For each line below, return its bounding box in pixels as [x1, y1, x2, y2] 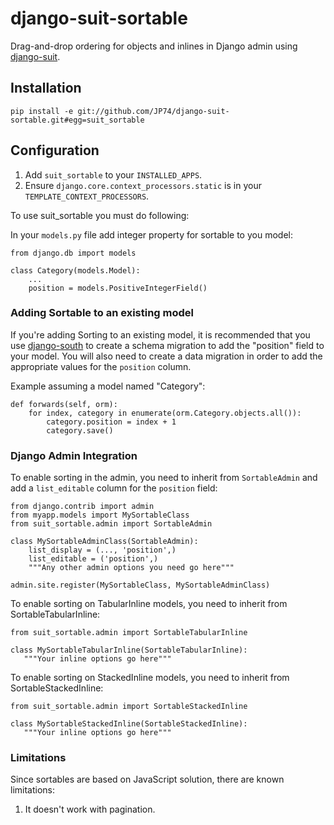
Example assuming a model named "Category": [10, 380, 206, 392]
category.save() [46, 425, 114, 436]
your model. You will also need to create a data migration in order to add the [10, 350, 323, 362]
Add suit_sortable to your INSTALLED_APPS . [24, 168, 203, 181]
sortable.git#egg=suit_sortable [10, 115, 145, 125]
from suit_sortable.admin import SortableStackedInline [10, 702, 248, 712]
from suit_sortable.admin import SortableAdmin [10, 519, 213, 529]
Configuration [10, 142, 100, 159]
